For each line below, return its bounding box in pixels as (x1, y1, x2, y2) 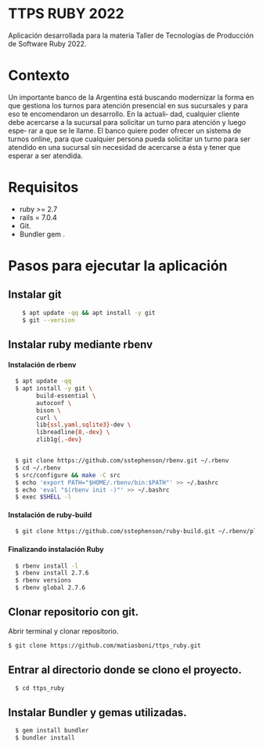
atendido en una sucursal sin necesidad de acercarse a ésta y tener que (8, 142, 241, 152)
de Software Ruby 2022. (8, 38, 87, 48)
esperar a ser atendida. (8, 151, 84, 160)
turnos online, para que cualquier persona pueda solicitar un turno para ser (8, 134, 250, 144)
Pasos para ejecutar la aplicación (8, 257, 229, 275)
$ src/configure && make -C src (15, 471, 121, 479)
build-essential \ (36, 392, 96, 400)
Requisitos (8, 178, 79, 196)
